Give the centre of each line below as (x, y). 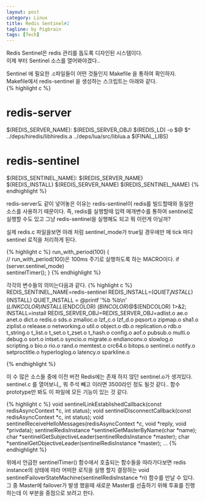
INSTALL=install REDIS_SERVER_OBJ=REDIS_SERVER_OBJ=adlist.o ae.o (97, 313)
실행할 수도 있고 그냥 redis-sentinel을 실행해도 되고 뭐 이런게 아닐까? (89, 219)
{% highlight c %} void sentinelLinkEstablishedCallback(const (84, 404)
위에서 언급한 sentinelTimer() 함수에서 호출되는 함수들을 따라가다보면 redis (96, 462)
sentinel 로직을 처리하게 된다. (42, 240)
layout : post (23, 12)
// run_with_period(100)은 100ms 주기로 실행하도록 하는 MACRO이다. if (93, 259)
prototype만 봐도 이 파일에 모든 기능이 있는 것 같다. (67, 392)
